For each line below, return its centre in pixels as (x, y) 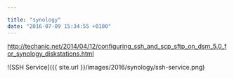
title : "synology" (34, 19)
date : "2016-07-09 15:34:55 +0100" (59, 26)
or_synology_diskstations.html (51, 54)
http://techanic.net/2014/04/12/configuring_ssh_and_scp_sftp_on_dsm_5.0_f (117, 46)
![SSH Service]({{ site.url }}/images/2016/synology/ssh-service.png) (106, 67)
